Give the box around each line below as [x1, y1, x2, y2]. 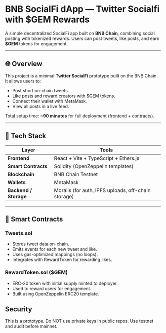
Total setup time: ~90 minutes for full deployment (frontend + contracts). [5, 112, 155, 119]
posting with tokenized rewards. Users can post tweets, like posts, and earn [5, 36, 160, 41]
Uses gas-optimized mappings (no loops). [12, 252, 98, 258]
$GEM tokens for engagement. [5, 40, 68, 46]
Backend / [7, 186, 32, 193]
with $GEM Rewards [5, 14, 90, 25]
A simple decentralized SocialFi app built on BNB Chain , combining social [5, 30, 155, 36]
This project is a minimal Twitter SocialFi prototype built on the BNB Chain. [5, 73, 158, 78]
